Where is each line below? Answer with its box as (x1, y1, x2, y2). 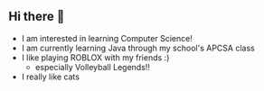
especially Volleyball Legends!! (34, 61, 151, 72)
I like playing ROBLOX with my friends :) (21, 51, 170, 63)
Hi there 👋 (8, 9, 65, 24)
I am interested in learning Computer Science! (21, 32, 193, 43)
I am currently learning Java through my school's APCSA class (21, 42, 255, 53)
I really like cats (21, 71, 80, 82)
